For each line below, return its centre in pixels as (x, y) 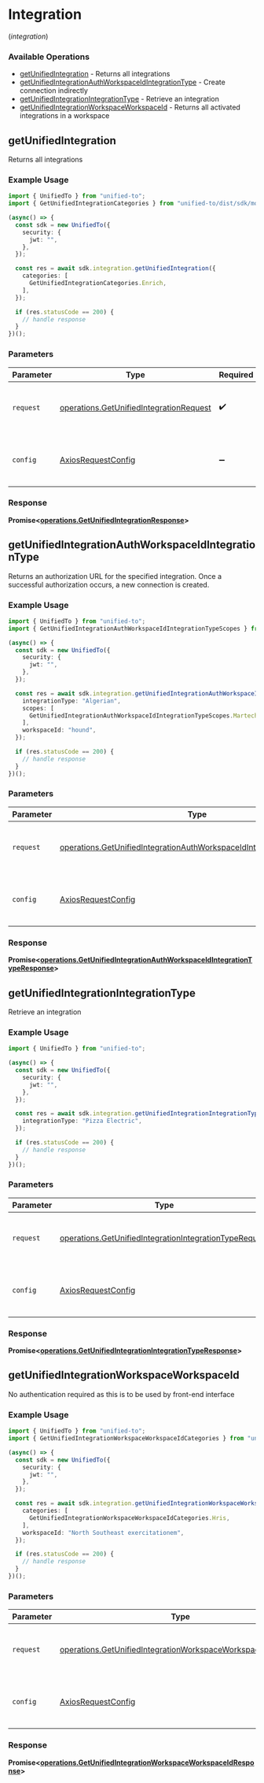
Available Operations (49, 57)
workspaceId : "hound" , (59, 730)
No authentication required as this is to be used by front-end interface (121, 1394)
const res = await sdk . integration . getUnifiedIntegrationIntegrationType (138, 1114)
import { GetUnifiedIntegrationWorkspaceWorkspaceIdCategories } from (126, 1439)
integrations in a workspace (64, 116)
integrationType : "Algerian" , (72, 701)
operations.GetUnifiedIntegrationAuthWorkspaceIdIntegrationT (147, 960)
